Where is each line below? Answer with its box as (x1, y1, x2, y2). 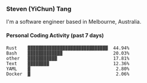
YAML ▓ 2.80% (6, 66, 130, 72)
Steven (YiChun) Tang (6, 5, 72, 13)
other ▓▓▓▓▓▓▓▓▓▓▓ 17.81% (6, 55, 130, 61)
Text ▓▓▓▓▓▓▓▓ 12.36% (6, 60, 130, 66)
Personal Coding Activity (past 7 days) (6, 31, 105, 39)
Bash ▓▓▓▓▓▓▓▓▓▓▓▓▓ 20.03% (6, 50, 130, 56)
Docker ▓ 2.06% (6, 71, 130, 77)
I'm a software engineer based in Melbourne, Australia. (6, 18, 142, 25)
